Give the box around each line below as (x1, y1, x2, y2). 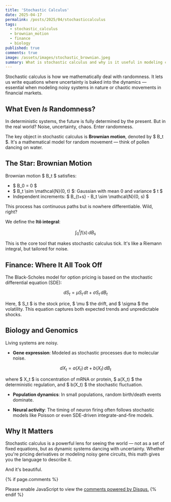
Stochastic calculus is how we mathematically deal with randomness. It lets (5, 73, 163, 80)
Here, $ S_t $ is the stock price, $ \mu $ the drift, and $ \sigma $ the (5, 300, 149, 307)
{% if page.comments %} (5, 476, 59, 483)
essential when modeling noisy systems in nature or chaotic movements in (5, 85, 161, 91)
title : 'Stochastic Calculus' (5, 7, 70, 13)
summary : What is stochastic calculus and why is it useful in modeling (5, 60, 163, 65)
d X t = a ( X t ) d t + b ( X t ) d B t (60, 365, 111, 372)
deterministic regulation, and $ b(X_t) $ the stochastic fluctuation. (5, 381, 143, 388)
